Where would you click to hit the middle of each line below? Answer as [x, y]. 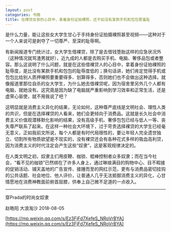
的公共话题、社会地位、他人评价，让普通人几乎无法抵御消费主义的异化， [81, 175]
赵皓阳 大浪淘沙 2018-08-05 [35, 208]
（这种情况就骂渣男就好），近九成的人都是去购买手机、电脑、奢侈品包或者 [82, 58]
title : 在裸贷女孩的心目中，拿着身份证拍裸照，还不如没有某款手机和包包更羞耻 [78, 19]
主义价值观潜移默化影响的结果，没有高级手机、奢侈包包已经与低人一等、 [85, 120]
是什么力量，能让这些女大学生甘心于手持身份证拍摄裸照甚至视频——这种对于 [85, 35]
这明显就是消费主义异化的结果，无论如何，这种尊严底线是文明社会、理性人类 [85, 107]
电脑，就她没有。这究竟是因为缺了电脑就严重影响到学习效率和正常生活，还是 [85, 90]
